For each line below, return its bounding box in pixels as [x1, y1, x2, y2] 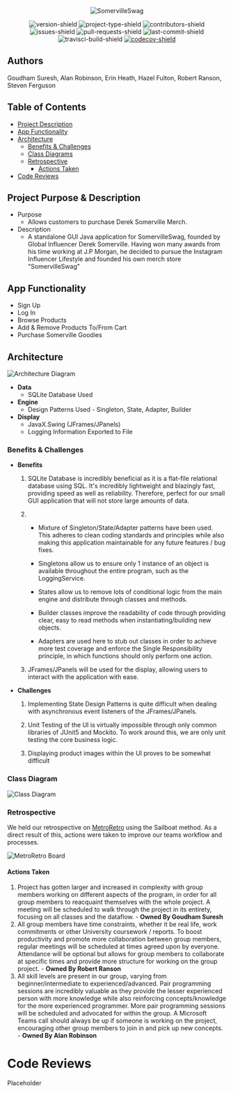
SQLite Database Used [27, 391, 93, 399]
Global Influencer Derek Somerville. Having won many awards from [27, 240, 220, 248]
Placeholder [7, 1079, 42, 1087]
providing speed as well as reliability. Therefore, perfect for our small [27, 489, 225, 498]
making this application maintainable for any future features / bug [38, 538, 226, 547]
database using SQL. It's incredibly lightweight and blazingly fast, [27, 482, 216, 490]
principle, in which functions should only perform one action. [38, 652, 213, 660]
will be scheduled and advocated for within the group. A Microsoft [17, 1009, 207, 1018]
